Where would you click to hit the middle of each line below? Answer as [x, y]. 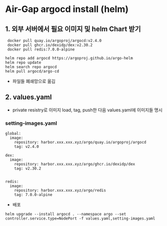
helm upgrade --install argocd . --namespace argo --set [66, 214]
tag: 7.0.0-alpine [33, 195]
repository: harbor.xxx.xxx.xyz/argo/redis [60, 190]
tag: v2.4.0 [26, 147]
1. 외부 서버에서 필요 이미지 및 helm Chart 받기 [73, 29]
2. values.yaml [28, 97]
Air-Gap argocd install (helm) [67, 9]
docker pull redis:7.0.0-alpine [41, 49]
